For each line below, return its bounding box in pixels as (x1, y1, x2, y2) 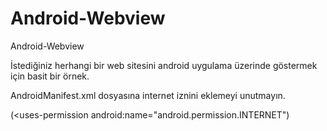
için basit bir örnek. (10, 70, 90, 82)
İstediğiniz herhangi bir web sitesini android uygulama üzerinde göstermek (10, 59, 318, 71)
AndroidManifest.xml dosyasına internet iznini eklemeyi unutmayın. (10, 89, 286, 101)
